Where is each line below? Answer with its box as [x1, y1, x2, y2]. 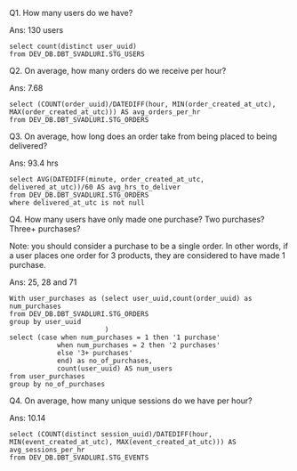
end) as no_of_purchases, [56, 356, 153, 365]
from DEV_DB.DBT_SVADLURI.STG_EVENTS [9, 453, 149, 462]
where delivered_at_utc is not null [9, 199, 145, 207]
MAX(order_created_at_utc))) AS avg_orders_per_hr [9, 108, 201, 117]
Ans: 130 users [9, 25, 64, 35]
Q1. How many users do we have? [9, 8, 133, 18]
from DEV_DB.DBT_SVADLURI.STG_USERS [9, 50, 145, 59]
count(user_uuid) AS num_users [56, 364, 173, 373]
